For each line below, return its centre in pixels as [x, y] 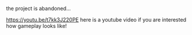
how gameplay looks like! [37, 26]
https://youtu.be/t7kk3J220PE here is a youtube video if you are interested [96, 20]
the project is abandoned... [39, 8]
